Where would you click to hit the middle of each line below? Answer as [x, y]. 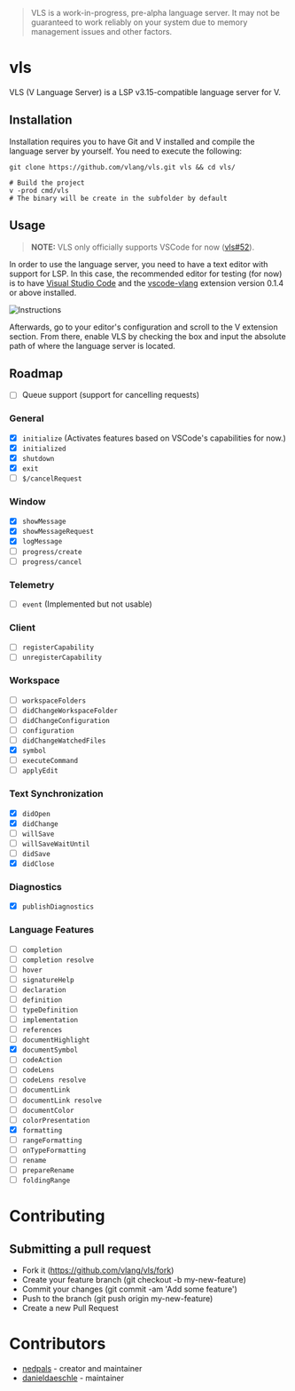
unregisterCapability [62, 658]
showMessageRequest [58, 532]
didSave [36, 854]
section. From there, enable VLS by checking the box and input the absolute [147, 336]
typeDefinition [50, 1010]
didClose [38, 864]
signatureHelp [48, 980]
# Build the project [47, 183]
